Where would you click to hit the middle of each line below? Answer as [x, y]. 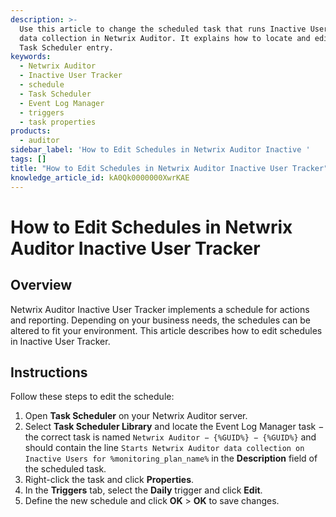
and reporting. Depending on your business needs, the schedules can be [160, 320]
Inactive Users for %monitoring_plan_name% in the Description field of [171, 458]
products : [31, 131]
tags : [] [28, 159]
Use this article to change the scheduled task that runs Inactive [163, 29]
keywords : [31, 57]
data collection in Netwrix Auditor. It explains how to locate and [165, 38]
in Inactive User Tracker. [60, 341]
